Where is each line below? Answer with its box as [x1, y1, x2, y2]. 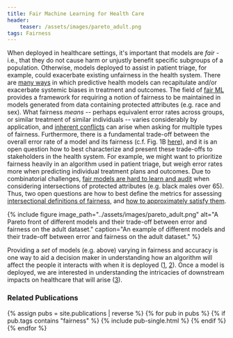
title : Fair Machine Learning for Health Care [7, 10, 145, 17]
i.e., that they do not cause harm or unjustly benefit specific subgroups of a [7, 56, 224, 65]
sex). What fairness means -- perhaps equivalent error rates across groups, [7, 108, 225, 116]
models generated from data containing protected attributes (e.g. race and [7, 100, 221, 109]
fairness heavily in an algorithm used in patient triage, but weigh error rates [7, 160, 223, 168]
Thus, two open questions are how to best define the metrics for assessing [7, 190, 223, 198]
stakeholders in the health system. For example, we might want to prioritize [7, 153, 223, 161]
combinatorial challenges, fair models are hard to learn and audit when [7, 175, 210, 183]
